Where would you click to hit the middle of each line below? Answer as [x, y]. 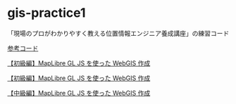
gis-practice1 [46, 13]
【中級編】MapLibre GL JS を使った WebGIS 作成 [79, 93]
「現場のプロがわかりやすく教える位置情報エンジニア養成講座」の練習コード [118, 33]
